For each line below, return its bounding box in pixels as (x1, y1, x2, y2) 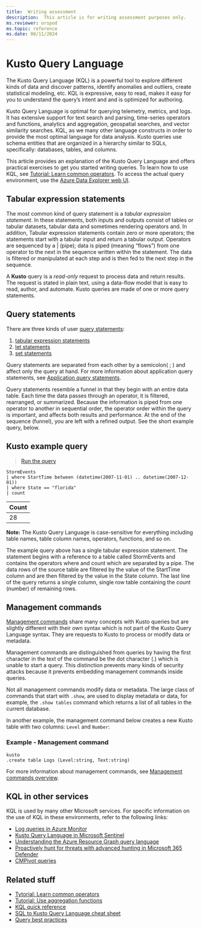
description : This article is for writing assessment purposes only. (6, 14, 187, 20)
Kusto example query (6, 441, 88, 452)
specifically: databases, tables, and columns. (6, 146, 118, 153)
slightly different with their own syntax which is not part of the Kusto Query (6, 625, 192, 632)
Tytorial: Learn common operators (14, 891, 100, 898)
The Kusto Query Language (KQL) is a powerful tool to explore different (6, 77, 183, 84)
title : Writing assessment (6, 8, 77, 15)
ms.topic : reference (6, 25, 58, 32)
